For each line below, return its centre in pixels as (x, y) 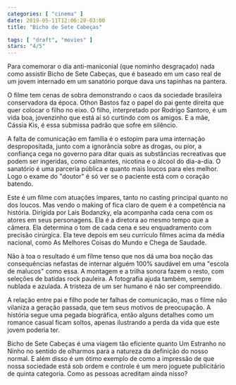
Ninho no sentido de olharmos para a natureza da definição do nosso (108, 351)
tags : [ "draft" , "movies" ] (50, 40)
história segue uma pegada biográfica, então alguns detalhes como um (111, 315)
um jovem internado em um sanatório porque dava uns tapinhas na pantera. (117, 81)
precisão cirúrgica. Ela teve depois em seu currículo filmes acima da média (116, 235)
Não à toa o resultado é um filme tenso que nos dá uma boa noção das (110, 256)
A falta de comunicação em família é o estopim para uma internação (106, 139)
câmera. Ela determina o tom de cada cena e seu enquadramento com (110, 227)
